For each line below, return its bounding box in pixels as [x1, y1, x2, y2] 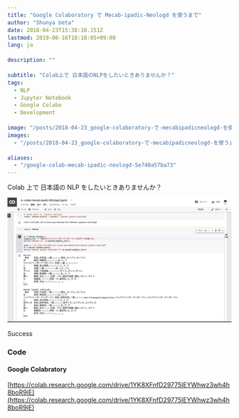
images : [7, 132, 31, 139]
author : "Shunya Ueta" [7, 19, 75, 26]
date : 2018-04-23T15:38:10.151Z [7, 26, 103, 33]
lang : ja [7, 41, 33, 49]
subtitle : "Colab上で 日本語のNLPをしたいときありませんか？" [7, 71, 175, 78]
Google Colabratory [7, 365, 68, 373]
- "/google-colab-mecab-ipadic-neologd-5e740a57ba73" [14, 162, 176, 169]
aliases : [7, 154, 33, 162]
